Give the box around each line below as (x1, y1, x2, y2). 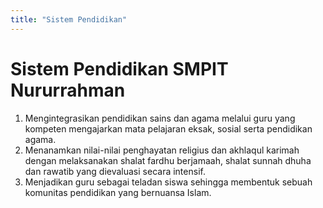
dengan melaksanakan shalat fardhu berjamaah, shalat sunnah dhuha (24, 154, 312, 166)
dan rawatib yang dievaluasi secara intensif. (24, 165, 206, 177)
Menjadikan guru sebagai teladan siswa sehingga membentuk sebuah (24, 176, 313, 188)
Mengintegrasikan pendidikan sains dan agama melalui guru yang (24, 112, 296, 124)
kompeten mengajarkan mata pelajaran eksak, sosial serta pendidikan (24, 122, 313, 135)
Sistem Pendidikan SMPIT (10, 57, 229, 80)
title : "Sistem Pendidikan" (10, 14, 128, 25)
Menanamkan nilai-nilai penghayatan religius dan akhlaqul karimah (24, 144, 300, 156)
